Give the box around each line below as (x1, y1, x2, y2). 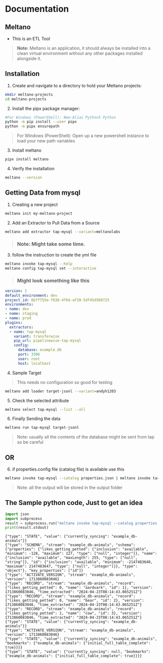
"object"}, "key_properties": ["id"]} (5, 568, 83, 573)
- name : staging (5, 311, 38, 316)
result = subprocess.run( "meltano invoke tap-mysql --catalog (5, 521, 133, 525)
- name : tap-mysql (9, 329, 47, 334)
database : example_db (17, 347, 62, 352)
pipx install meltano (5, 157, 49, 162)
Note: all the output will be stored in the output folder (16, 484, 123, 491)
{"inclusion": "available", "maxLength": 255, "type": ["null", (5, 555, 138, 561)
